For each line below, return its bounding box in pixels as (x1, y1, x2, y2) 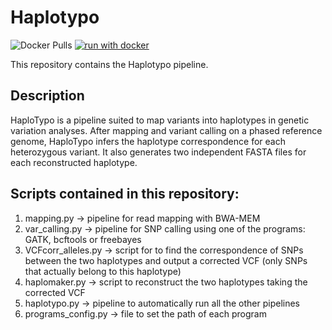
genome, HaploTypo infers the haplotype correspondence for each (10, 135, 286, 147)
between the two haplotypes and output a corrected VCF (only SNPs (24, 254, 308, 266)
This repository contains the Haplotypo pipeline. (10, 58, 209, 70)
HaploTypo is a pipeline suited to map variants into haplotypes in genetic (10, 114, 310, 126)
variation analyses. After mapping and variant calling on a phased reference (10, 124, 323, 136)
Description (10, 87, 85, 105)
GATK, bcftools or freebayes (24, 233, 142, 245)
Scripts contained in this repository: (10, 186, 240, 203)
